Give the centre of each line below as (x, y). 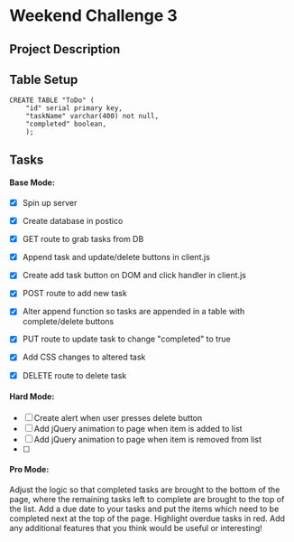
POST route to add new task (75, 294)
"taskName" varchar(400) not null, (92, 117)
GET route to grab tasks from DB (83, 239)
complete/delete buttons (68, 322)
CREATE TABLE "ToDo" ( (52, 100)
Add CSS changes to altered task (84, 357)
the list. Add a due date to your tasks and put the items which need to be (144, 509)
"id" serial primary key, (74, 108)
